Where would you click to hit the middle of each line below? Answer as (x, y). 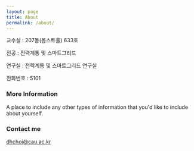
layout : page (22, 12)
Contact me (24, 128)
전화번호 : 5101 (23, 78)
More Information (32, 94)
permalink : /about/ (30, 23)
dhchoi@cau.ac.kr (29, 141)
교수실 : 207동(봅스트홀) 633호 (42, 40)
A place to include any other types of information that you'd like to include (97, 107)
